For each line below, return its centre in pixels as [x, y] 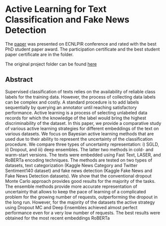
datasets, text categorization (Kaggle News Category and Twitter [71, 165]
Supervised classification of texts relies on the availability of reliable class [80, 91]
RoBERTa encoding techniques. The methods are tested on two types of [79, 160]
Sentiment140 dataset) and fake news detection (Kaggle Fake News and [79, 170]
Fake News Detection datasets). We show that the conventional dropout [79, 176]
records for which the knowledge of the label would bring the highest [76, 118]
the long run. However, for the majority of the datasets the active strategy [80, 202]
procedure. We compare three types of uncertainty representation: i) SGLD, [82, 144]
